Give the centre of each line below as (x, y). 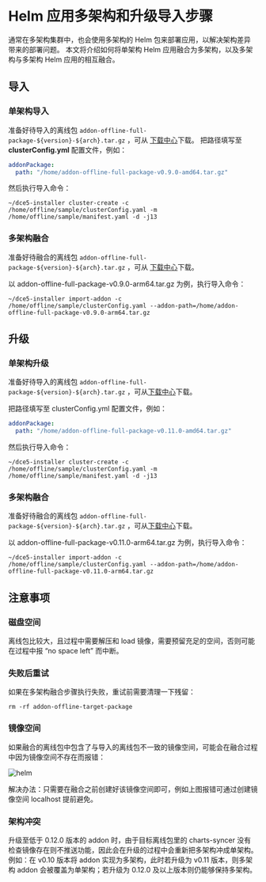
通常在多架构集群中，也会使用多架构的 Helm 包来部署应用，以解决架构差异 (130, 40)
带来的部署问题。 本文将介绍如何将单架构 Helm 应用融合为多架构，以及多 (127, 49)
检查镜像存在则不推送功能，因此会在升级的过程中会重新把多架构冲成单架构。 (133, 850)
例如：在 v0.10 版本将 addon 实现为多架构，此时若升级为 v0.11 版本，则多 (127, 860)
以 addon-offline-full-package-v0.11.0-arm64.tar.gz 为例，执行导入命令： (127, 543)
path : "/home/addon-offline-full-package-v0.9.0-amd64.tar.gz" (122, 172)
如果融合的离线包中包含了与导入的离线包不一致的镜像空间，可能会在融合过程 (133, 747)
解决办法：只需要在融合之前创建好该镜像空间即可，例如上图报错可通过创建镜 (133, 789)
